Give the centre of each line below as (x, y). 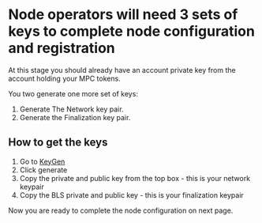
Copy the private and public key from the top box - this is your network (135, 178)
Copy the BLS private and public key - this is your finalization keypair (132, 195)
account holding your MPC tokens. (64, 78)
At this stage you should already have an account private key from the (122, 70)
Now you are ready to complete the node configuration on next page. (121, 210)
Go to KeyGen (42, 161)
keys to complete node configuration (131, 31)
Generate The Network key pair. (71, 109)
